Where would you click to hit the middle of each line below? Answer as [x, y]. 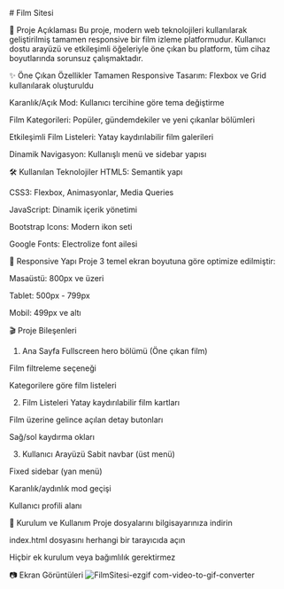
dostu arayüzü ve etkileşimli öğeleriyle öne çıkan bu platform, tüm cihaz [140, 49]
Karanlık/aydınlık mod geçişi [61, 488]
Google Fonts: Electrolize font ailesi [73, 244]
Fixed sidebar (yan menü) [56, 471]
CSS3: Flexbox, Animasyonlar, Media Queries [92, 192]
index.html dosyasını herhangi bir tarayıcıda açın [97, 540]
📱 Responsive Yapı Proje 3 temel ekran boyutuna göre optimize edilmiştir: [142, 261]
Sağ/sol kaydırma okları [52, 437]
